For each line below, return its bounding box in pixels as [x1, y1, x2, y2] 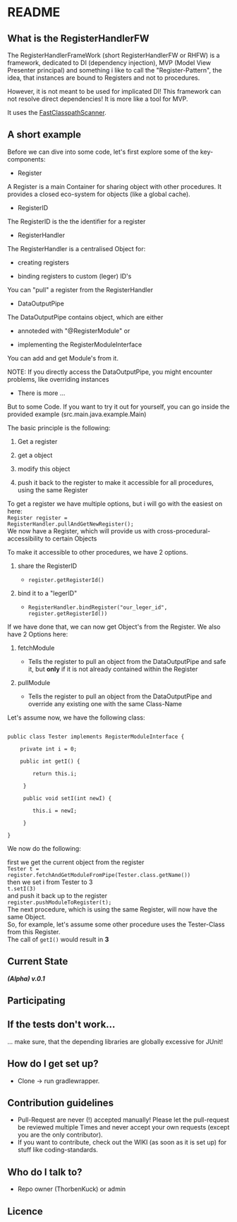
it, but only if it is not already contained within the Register [28, 665, 198, 673]
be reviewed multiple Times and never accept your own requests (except [17, 1123, 230, 1132]
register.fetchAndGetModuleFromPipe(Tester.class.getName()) [7, 871, 191, 878]
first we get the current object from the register [7, 858, 145, 866]
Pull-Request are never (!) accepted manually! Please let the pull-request [17, 1115, 229, 1124]
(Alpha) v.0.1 [7, 974, 46, 983]
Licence [7, 1205, 44, 1217]
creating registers [17, 258, 69, 267]
